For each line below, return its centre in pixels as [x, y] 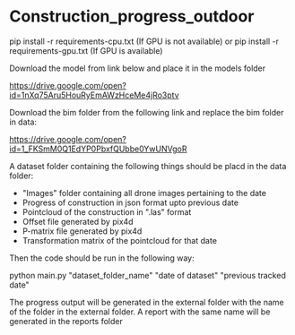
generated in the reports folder [66, 321]
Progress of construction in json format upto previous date [130, 202]
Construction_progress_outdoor [132, 17]
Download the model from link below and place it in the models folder [138, 68]
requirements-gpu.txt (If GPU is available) [86, 50]
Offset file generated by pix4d [78, 221]
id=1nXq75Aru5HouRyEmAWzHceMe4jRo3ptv [94, 95]
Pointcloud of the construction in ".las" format [107, 211]
